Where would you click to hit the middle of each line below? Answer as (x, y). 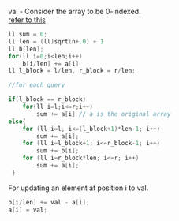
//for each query (37, 85)
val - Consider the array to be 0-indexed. (75, 11)
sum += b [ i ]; (58, 151)
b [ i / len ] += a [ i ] (51, 64)
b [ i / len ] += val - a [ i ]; (49, 202)
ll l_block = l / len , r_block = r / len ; (72, 71)
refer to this (27, 20)
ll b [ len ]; (26, 49)
